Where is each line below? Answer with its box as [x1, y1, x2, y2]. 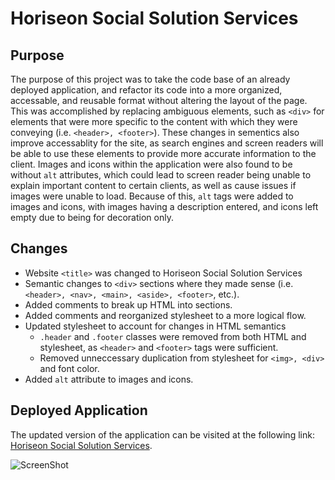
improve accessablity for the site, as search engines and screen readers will [10, 137, 324, 149]
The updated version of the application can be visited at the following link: [10, 428, 315, 441]
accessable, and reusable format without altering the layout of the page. [10, 95, 308, 106]
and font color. [39, 362, 100, 374]
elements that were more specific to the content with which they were [10, 116, 298, 127]
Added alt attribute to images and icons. [24, 373, 194, 385]
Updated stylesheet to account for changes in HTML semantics [24, 320, 287, 332]
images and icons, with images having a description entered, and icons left [10, 201, 319, 212]
